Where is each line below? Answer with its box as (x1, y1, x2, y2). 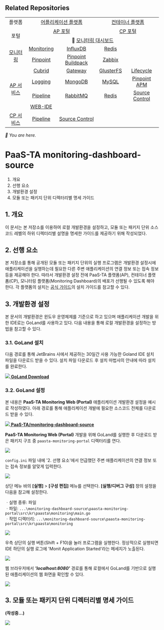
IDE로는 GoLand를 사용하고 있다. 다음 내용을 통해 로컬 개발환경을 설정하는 (10, 320, 151, 326)
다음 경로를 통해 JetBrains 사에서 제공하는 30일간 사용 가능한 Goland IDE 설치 (5, 351, 155, 357)
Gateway (66, 67, 87, 74)
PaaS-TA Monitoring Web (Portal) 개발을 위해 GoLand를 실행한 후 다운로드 (5, 431, 152, 437)
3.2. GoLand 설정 (5, 387, 45, 394)
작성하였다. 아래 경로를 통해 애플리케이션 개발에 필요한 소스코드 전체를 (10, 405, 143, 411)
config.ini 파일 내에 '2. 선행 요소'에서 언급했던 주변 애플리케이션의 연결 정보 (5, 457, 152, 463)
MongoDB (65, 78, 88, 85)
